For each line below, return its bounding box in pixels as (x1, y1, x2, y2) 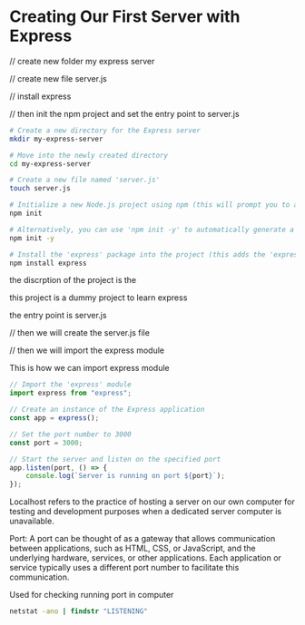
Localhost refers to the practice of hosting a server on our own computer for (9, 496, 295, 507)
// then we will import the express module (9, 345, 165, 356)
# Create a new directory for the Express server (9, 125, 202, 135)
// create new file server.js (9, 73, 107, 83)
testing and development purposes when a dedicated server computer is (9, 506, 282, 517)
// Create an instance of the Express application (9, 405, 205, 415)
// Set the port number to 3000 (9, 429, 132, 439)
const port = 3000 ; (9, 438, 84, 447)
